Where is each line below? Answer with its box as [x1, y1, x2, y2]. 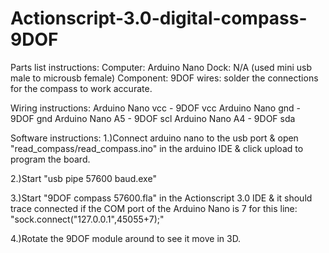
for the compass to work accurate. [10, 82, 153, 94]
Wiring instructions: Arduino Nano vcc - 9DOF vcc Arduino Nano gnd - [10, 102, 301, 114]
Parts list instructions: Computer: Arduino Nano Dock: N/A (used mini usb [10, 61, 313, 73]
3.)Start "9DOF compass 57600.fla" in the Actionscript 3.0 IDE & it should [10, 192, 313, 204]
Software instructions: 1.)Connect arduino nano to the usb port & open [10, 132, 299, 144]
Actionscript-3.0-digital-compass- [10, 7, 308, 30]
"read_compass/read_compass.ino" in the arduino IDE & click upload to [10, 142, 304, 154]
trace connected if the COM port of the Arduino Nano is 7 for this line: [10, 202, 298, 214]
